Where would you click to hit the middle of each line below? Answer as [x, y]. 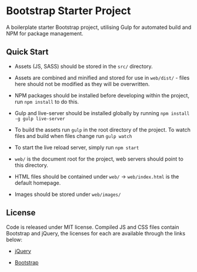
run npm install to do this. [47, 101]
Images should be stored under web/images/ [68, 194]
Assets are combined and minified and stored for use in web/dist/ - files [102, 77]
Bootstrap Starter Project [69, 11]
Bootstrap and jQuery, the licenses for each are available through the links [96, 233]
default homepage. [38, 183]
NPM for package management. [45, 33]
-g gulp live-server [40, 119]
